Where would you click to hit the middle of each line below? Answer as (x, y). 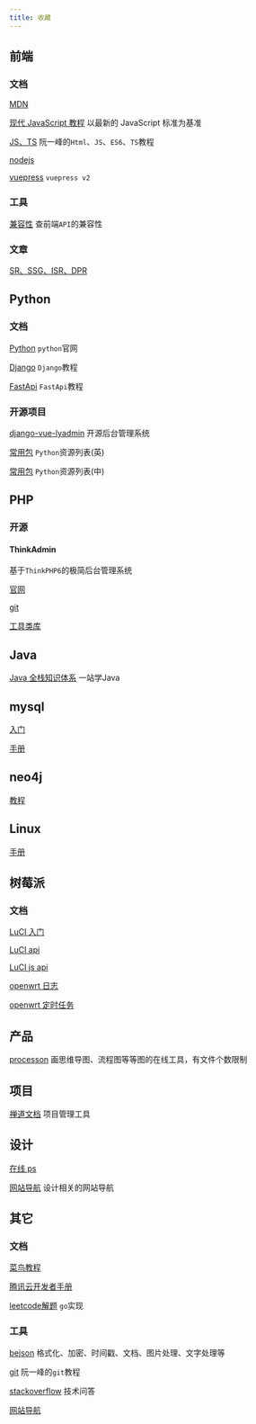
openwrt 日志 (34, 986)
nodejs (22, 160)
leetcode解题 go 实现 (46, 1306)
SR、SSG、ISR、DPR (49, 270)
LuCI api (25, 950)
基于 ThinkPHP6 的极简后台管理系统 (71, 570)
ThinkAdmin (33, 549)
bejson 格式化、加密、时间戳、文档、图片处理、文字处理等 (118, 1352)
